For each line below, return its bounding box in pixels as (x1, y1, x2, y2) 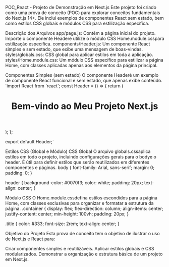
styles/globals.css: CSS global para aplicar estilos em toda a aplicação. (5, 51, 153, 58)
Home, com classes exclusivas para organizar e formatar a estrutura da (5, 200, 154, 206)
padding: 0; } (5, 170, 32, 176)
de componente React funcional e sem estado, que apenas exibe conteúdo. (5, 78, 162, 83)
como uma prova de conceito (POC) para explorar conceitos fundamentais (5, 10, 160, 16)
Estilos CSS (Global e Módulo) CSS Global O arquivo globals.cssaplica (5, 148, 151, 154)
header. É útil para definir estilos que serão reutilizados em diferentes (5, 159, 150, 166)
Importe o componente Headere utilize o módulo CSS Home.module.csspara (5, 35, 164, 41)
